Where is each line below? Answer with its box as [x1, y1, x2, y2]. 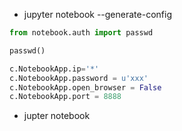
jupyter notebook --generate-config [23, 9, 172, 20]
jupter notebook [23, 110, 91, 122]
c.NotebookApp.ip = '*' [9, 64, 100, 74]
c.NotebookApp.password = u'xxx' [9, 73, 149, 83]
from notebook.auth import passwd [9, 28, 154, 38]
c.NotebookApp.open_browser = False [9, 82, 162, 93]
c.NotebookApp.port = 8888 [9, 92, 122, 102]
